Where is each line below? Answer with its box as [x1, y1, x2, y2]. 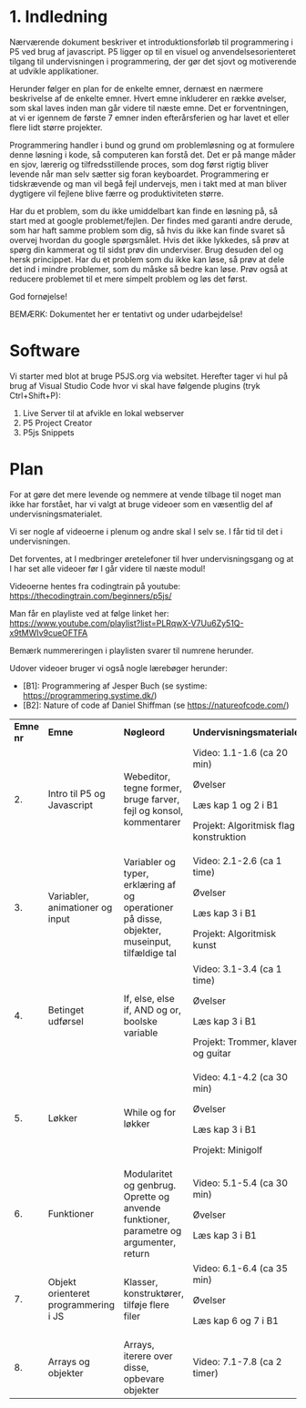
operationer [123, 901, 174, 913]
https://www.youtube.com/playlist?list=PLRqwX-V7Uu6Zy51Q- [9, 617, 244, 628]
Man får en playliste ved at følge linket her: [9, 607, 170, 618]
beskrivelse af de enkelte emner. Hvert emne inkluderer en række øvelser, [9, 93, 287, 104]
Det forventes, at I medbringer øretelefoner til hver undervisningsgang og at [9, 553, 294, 564]
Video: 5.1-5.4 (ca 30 [192, 1177, 289, 1189]
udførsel [47, 1015, 84, 1027]
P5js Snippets [22, 426, 75, 438]
